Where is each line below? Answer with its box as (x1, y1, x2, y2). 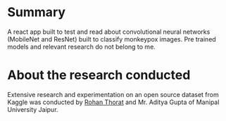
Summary (7, 4, 65, 20)
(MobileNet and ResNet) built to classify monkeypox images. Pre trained (7, 34, 216, 43)
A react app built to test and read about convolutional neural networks (7, 27, 211, 36)
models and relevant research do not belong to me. (7, 42, 156, 51)
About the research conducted (7, 68, 191, 83)
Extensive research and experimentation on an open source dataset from (7, 90, 220, 98)
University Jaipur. (7, 105, 58, 113)
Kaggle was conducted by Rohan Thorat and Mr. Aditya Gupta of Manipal (7, 98, 220, 106)
